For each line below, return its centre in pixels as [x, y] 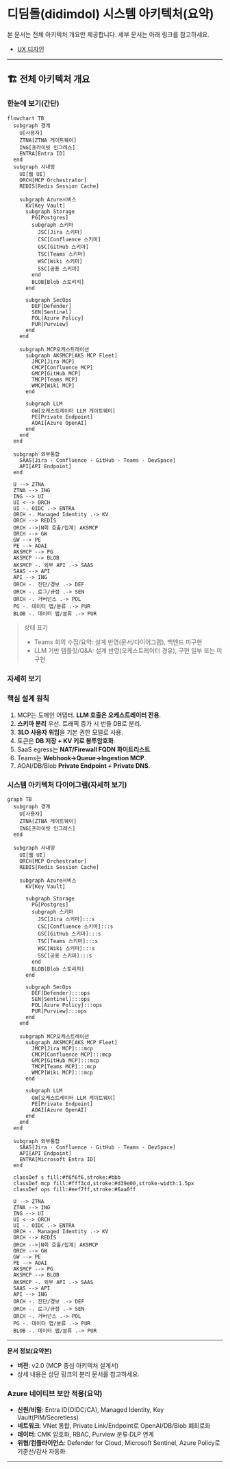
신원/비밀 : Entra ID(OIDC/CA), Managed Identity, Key [90, 1410]
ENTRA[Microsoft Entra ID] [58, 1160]
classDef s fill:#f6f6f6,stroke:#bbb [67, 1178]
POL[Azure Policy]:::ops [67, 1005]
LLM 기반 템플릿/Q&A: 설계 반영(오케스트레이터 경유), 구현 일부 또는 [125, 650]
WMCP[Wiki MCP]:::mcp [63, 1073]
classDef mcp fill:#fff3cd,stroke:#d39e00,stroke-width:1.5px [104, 1184]
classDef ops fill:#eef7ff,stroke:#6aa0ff [75, 1190]
